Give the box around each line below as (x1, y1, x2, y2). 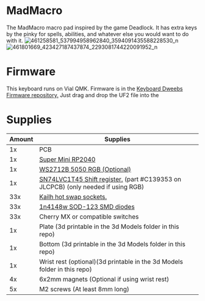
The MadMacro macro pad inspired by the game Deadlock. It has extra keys (6, 24, 197, 31)
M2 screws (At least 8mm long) (39, 285, 129, 293)
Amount (9, 135, 34, 143)
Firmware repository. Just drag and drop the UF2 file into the (6, 91, 159, 98)
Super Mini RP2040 (39, 155, 96, 164)
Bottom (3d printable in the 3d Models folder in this (39, 239, 186, 248)
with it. (6, 37, 23, 44)
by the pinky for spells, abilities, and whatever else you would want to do (6, 30, 189, 37)
